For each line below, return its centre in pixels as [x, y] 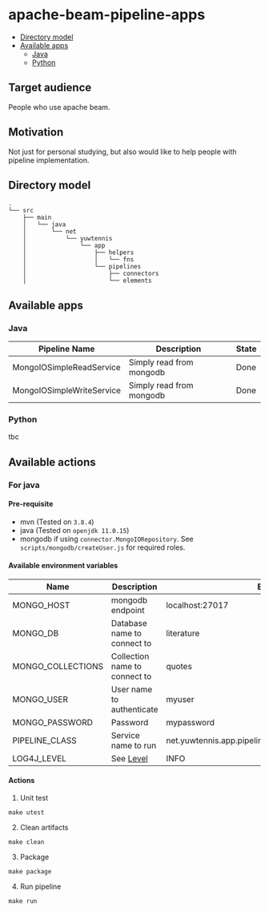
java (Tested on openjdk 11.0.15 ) [74, 530]
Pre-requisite [31, 504]
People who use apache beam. [59, 107]
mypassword [190, 723]
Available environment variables [63, 566]
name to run [134, 745]
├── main [37, 218]
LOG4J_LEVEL [39, 759]
